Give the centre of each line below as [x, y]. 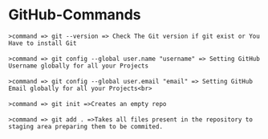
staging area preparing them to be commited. [85, 126]
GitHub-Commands [75, 15]
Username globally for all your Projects [79, 66]
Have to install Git [43, 43]
